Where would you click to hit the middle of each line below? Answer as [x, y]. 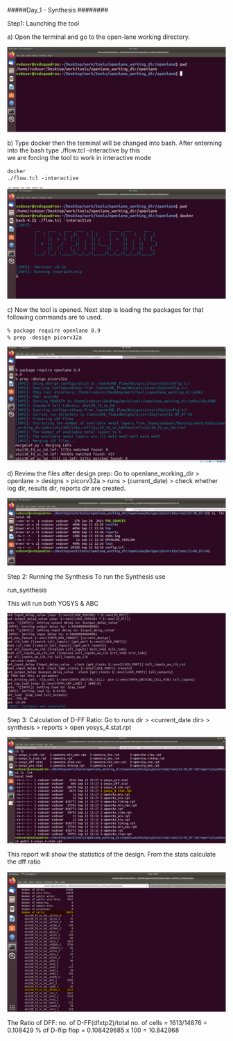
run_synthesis [27, 590]
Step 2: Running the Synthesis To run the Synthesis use [86, 576]
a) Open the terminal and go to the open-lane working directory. [99, 37]
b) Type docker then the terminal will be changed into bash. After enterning [115, 143]
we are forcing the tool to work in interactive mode [79, 157]
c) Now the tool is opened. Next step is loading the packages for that [105, 309]
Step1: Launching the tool [43, 23]
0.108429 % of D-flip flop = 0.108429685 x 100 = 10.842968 [93, 1030]
